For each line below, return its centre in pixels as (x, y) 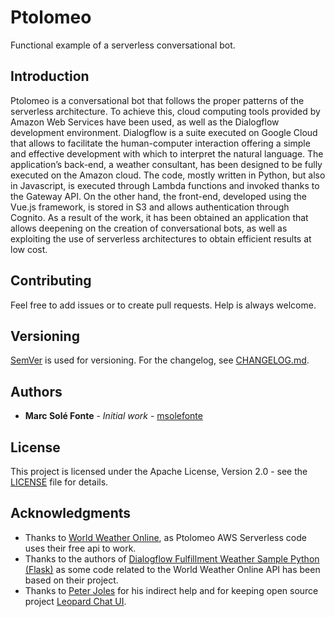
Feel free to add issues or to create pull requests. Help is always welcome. (163, 305)
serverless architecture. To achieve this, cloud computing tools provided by (165, 111)
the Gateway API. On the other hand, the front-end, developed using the (159, 196)
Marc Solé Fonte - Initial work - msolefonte (113, 416)
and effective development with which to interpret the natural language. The (167, 153)
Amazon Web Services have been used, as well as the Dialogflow (145, 122)
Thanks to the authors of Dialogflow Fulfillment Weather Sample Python (172, 558)
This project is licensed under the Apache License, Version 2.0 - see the (159, 471)
